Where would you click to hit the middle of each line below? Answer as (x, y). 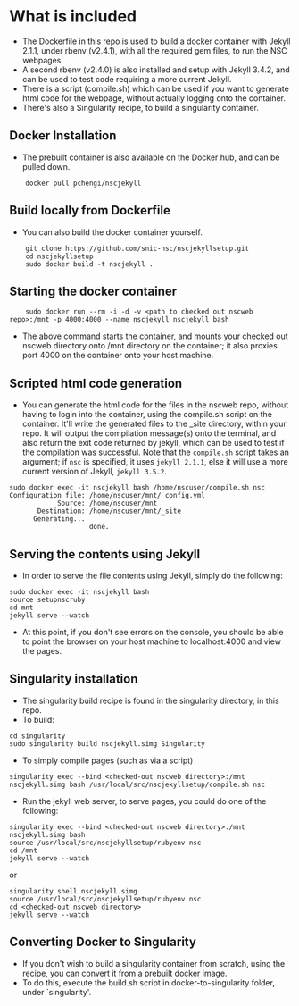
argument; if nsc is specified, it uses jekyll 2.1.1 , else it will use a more (155, 462)
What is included (73, 17)
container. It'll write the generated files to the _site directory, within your (154, 424)
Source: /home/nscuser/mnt (107, 503)
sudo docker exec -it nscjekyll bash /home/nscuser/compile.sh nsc (137, 488)
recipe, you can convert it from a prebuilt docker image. (125, 973)
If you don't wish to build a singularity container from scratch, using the (154, 963)
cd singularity (37, 736)
